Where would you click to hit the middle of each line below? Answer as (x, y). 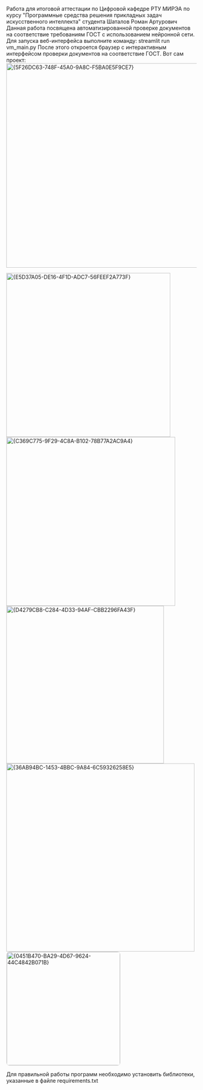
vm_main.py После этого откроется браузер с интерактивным (86, 47)
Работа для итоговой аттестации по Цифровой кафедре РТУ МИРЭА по (98, 9)
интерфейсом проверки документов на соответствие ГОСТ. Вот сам (95, 54)
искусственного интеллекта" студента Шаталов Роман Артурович (92, 21)
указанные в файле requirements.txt (52, 1081)
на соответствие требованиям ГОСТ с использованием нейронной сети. (101, 34)
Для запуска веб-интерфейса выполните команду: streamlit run (88, 41)
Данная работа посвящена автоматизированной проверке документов (98, 28)
